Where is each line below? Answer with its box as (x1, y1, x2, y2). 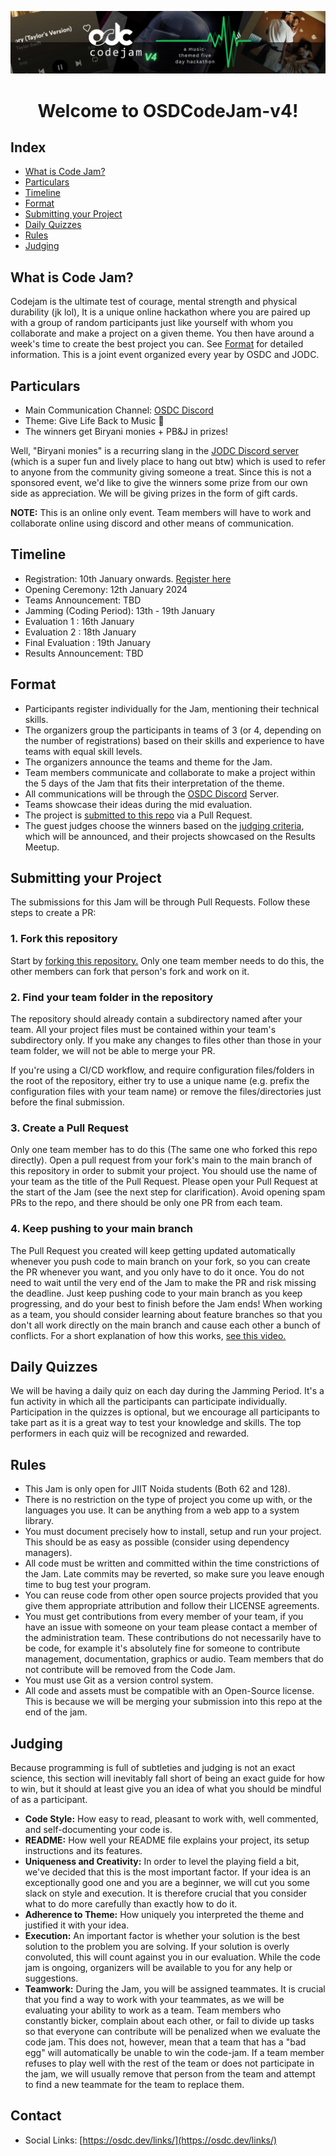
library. (24, 1515, 55, 1527)
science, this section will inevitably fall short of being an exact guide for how (10, 1772, 325, 1785)
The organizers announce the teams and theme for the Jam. (24, 756, 273, 768)
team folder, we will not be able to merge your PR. (10, 1045, 216, 1057)
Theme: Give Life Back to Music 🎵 (24, 415, 165, 427)
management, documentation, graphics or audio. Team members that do (24, 1653, 324, 1665)
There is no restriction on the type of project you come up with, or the (24, 1494, 313, 1506)
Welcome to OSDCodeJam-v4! (37, 99, 299, 122)
